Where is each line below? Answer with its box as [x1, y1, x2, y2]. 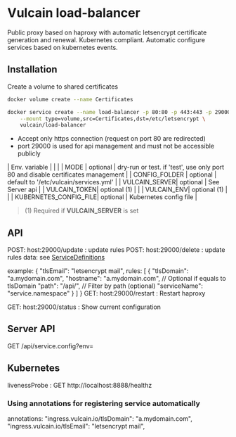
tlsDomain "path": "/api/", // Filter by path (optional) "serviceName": [7, 281, 204, 290]
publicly [17, 149, 41, 158]
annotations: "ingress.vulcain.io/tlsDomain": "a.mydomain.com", [7, 414, 193, 423]
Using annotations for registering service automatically [7, 398, 200, 408]
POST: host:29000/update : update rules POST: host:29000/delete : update [7, 246, 225, 254]
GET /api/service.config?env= [7, 341, 94, 350]
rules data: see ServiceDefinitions [7, 253, 105, 262]
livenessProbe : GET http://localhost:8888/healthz [7, 381, 152, 389]
